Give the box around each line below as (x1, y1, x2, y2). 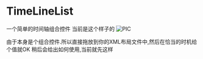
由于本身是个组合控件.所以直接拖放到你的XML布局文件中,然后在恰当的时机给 (6, 38, 198, 45)
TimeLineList (6, 4, 74, 18)
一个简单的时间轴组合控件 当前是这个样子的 (6, 25, 115, 32)
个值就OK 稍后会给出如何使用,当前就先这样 (6, 46, 114, 53)
